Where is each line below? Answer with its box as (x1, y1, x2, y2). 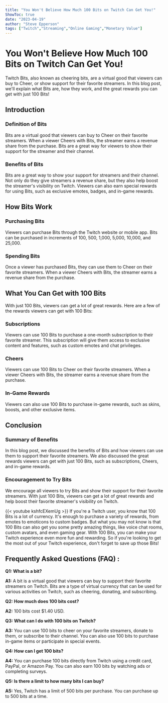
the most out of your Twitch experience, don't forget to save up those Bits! (5, 540, 159, 546)
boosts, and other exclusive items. (5, 406, 76, 412)
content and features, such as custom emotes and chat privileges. (5, 342, 142, 348)
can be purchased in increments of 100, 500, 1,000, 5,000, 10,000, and (5, 234, 151, 240)
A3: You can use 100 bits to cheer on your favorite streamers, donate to (5, 627, 153, 634)
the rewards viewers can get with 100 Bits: (5, 308, 93, 314)
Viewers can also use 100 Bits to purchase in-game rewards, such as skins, (5, 401, 161, 407)
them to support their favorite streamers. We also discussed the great (5, 453, 149, 459)
